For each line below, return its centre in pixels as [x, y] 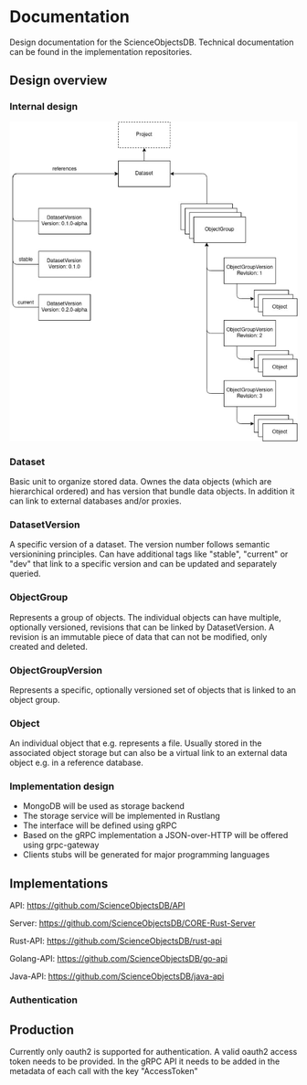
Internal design [44, 107]
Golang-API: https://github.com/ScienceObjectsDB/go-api [119, 959]
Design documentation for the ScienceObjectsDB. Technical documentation [152, 42]
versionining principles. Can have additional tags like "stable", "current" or [149, 554]
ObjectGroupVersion [56, 670]
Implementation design [62, 786]
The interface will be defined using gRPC [100, 825]
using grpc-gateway [61, 845]
